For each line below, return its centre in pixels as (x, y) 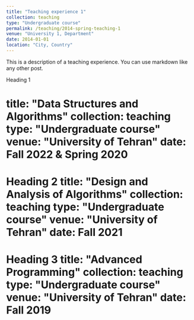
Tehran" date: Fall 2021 (64, 232)
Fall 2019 (29, 310)
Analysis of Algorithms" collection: (95, 195)
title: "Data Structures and (72, 104)
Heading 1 (18, 80)
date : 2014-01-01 (28, 39)
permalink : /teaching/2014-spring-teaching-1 (63, 28)
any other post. (25, 68)
